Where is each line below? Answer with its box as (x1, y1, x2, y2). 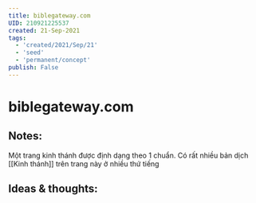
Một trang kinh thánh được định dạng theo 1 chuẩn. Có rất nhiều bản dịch (8, 150, 249, 160)
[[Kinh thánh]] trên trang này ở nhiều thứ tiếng (8, 158, 160, 168)
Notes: (8, 129, 42, 143)
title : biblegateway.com (8, 11, 91, 20)
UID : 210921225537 (8, 19, 69, 27)
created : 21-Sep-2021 (8, 26, 81, 34)
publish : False (8, 64, 59, 72)
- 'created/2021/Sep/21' (15, 41, 98, 49)
